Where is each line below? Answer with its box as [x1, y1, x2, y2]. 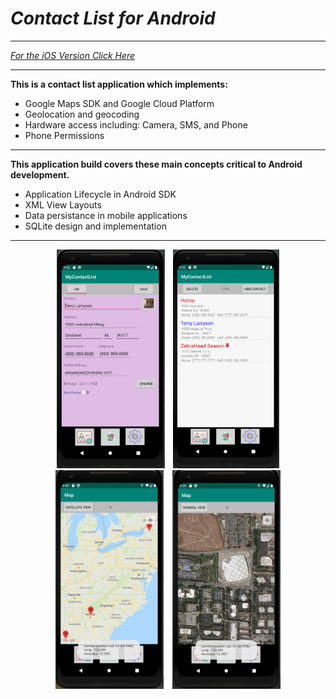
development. [10, 168, 70, 181]
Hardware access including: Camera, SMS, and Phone [24, 118, 248, 131]
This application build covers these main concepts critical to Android [10, 158, 303, 170]
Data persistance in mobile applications [24, 209, 188, 221]
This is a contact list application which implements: [10, 78, 228, 90]
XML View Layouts [24, 198, 102, 211]
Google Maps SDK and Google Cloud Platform [24, 97, 215, 109]
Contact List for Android [10, 7, 216, 30]
